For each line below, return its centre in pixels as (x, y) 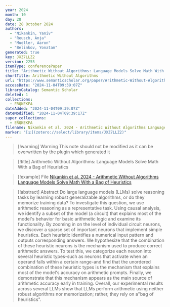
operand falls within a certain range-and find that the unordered (84, 262)
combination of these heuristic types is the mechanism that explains (89, 267)
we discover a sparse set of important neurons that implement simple (90, 230)
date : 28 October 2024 (29, 24)
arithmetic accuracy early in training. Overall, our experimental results (90, 283)
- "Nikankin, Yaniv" (31, 33)
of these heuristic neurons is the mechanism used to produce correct (90, 246)
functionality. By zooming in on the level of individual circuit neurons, (90, 224)
